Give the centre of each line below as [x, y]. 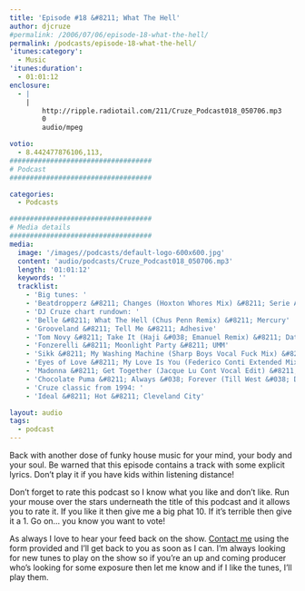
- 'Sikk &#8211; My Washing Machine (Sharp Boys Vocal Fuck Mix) [152, 354]
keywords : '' [42, 278]
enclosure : [30, 85]
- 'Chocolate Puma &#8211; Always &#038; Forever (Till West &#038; [158, 379]
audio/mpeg [63, 128]
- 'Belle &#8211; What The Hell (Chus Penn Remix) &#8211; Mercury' [158, 320]
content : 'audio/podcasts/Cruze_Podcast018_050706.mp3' [125, 261]
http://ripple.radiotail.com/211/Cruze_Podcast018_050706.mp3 [162, 111]
